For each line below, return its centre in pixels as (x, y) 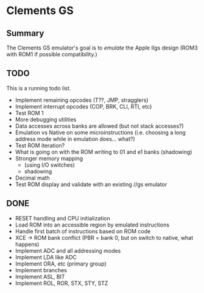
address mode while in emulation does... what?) (75, 139)
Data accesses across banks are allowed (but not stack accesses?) (99, 126)
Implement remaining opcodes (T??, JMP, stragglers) (82, 100)
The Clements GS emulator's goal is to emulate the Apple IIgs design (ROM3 (102, 48)
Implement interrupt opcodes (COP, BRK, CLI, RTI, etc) (83, 106)
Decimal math (32, 178)
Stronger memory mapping (49, 158)
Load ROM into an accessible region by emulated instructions (92, 225)
